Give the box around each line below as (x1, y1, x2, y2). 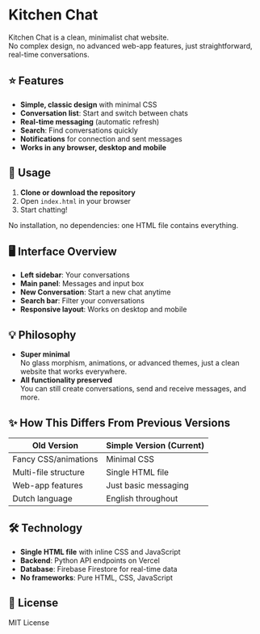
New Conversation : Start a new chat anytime (19, 287, 171, 297)
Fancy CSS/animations (12, 454, 99, 464)
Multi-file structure (12, 467, 85, 478)
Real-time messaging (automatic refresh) (19, 116, 160, 126)
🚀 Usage (8, 166, 51, 180)
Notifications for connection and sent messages (19, 133, 183, 143)
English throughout (106, 493, 178, 504)
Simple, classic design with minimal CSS (19, 99, 157, 109)
